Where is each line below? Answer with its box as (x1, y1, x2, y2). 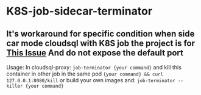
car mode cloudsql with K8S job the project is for (6, 38, 195, 48)
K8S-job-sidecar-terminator (6, 4, 153, 18)
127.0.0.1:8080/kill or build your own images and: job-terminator (6, 77, 175, 83)
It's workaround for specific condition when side (6, 29, 195, 39)
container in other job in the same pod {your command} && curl (6, 70, 163, 77)
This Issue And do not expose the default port (6, 47, 184, 58)
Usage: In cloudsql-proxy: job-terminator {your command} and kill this (6, 64, 182, 71)
